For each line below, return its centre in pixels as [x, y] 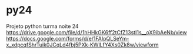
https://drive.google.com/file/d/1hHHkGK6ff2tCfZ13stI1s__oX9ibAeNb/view [96, 32]
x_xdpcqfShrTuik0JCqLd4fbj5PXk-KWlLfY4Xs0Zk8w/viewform [82, 45]
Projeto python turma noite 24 [42, 26]
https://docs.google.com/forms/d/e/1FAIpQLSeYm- [68, 38]
